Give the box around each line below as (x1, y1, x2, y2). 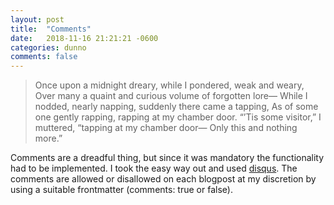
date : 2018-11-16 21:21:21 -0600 (10, 33, 159, 43)
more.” (34, 132, 63, 145)
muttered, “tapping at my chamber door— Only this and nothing (34, 122, 298, 134)
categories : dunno (10, 42, 87, 53)
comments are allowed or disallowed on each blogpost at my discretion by (10, 173, 317, 185)
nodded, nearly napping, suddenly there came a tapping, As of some (34, 101, 319, 113)
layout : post (10, 14, 65, 25)
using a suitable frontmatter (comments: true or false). (10, 184, 233, 196)
